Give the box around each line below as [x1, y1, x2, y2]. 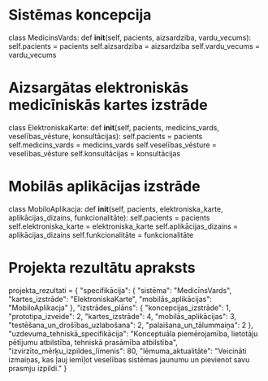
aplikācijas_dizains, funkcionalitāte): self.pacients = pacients [8, 212, 210, 222]
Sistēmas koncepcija [8, 6, 152, 24]
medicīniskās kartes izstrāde [8, 96, 209, 115]
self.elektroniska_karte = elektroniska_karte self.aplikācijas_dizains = [8, 221, 238, 231]
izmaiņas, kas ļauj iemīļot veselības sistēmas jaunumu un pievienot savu [8, 354, 250, 364]
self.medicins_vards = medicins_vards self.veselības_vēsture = [8, 140, 217, 150]
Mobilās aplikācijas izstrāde [8, 177, 201, 196]
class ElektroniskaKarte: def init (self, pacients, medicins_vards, [8, 122, 219, 132]
